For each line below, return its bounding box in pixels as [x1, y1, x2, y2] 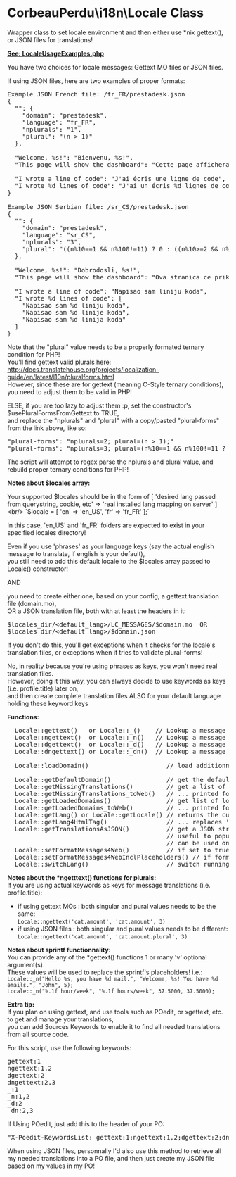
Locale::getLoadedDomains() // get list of [14, 797, 219, 805]
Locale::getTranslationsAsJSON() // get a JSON [14, 825, 216, 833]
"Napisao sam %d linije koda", [22, 308, 130, 316]
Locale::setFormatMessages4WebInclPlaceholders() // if [14, 853, 211, 861]
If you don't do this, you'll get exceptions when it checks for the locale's [7, 641, 216, 649]
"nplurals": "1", [22, 125, 82, 133]
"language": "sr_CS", [22, 231, 97, 239]
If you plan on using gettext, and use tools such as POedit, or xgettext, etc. [7, 1007, 223, 1016]
